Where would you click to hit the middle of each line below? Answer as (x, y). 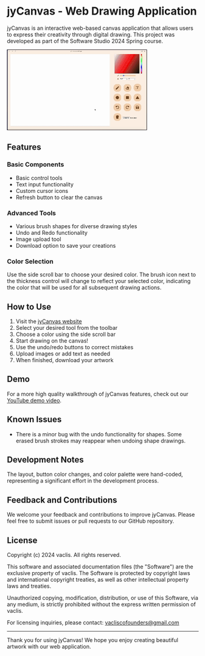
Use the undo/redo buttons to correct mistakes (75, 347)
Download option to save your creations (66, 245)
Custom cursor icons (42, 190)
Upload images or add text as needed (63, 354)
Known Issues (34, 420)
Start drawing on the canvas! (52, 341)
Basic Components (36, 164)
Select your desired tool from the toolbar (67, 328)
